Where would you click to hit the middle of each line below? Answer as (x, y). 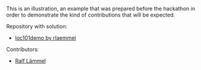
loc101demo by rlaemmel (45, 38)
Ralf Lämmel (30, 61)
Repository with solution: (37, 26)
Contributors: (22, 49)
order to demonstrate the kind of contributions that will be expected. (91, 15)
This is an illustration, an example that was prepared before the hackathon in (101, 9)
